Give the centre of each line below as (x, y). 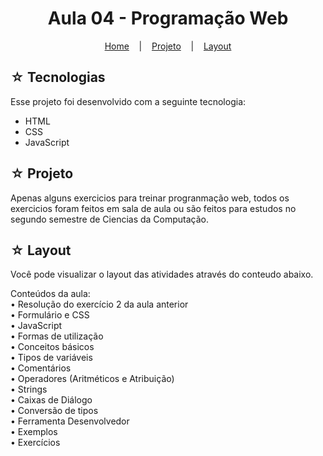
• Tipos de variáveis (51, 358)
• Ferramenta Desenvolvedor (70, 421)
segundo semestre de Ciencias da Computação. (110, 219)
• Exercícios (35, 443)
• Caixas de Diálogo (51, 400)
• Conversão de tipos (54, 411)
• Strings (29, 389)
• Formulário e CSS (50, 315)
